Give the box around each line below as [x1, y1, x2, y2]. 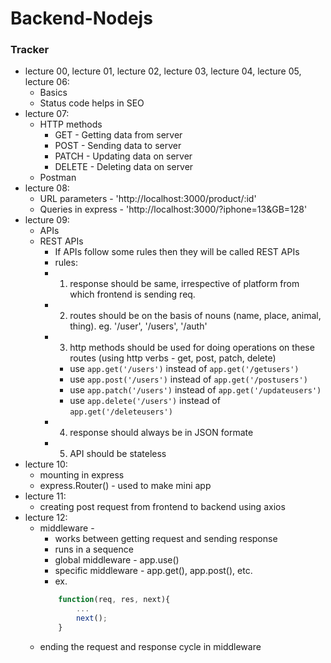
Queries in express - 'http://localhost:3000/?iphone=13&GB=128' [39, 203, 308, 216]
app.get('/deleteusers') [69, 407, 173, 417]
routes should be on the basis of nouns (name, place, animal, [69, 310, 322, 322]
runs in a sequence [54, 543, 134, 556]
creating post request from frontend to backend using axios [39, 501, 286, 513]
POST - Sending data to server [54, 140, 182, 152]
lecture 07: [24, 108, 70, 120]
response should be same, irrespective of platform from [69, 278, 300, 290]
